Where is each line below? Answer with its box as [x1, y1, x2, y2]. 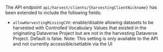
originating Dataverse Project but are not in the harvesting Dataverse [12, 30, 157, 36]
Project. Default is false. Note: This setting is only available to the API [12, 35, 158, 41]
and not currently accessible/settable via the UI [12, 41, 112, 47]
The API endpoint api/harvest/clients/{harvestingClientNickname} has [5, 5, 157, 10]
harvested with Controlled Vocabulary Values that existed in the [12, 25, 147, 31]
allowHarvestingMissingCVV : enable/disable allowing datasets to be [12, 20, 154, 25]
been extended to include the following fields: [5, 10, 102, 16]
